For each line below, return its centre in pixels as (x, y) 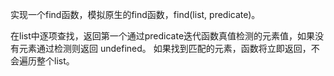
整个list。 (55, 61)
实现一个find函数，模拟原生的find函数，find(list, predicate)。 (135, 14)
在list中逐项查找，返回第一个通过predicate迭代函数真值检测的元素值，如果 (163, 36)
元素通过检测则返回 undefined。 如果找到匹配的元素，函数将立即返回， (165, 48)
